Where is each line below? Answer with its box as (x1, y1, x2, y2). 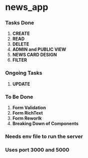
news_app (5, 1, 49, 13)
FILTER (12, 57, 27, 63)
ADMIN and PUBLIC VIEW (12, 46, 66, 52)
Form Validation (12, 105, 46, 111)
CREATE (12, 30, 30, 36)
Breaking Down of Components (12, 121, 79, 127)
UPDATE (12, 81, 30, 87)
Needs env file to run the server (5, 133, 83, 140)
